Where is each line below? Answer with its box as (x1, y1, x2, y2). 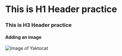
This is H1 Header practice (5, 4, 117, 15)
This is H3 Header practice (5, 22, 72, 29)
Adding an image (5, 34, 42, 40)
